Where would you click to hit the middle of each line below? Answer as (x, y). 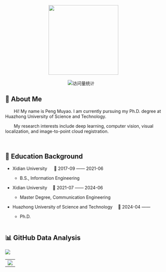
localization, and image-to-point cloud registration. (57, 131)
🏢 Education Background (44, 156)
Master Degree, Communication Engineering (65, 197)
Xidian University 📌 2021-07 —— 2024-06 (57, 187)
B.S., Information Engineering (50, 178)
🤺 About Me (24, 99)
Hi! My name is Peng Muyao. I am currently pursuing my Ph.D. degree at (87, 111)
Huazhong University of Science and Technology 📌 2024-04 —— (81, 207)
